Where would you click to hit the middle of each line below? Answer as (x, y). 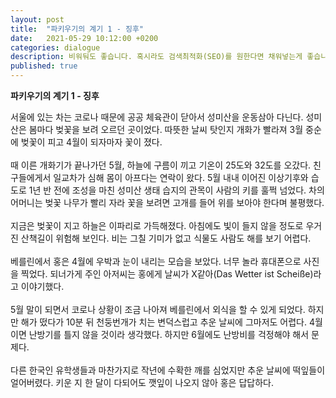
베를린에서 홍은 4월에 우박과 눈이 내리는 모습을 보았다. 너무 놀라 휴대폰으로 (156, 261)
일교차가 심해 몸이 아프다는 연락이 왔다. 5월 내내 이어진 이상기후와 (181, 177)
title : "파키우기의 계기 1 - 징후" (77, 29)
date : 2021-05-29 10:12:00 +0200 (84, 38)
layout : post (37, 19)
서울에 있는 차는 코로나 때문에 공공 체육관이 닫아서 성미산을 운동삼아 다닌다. (157, 117)
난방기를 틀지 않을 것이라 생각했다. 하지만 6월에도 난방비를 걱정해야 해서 (169, 334)
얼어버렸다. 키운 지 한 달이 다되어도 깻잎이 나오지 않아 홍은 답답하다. (142, 382)
